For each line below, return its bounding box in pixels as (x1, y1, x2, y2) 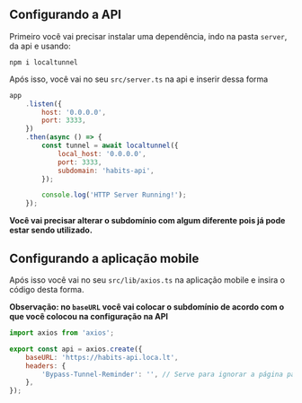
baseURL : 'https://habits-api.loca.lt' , (25, 353, 179, 362)
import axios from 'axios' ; (9, 329, 115, 337)
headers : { (25, 361, 67, 371)
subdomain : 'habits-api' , (57, 166, 155, 175)
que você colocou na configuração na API (9, 311, 169, 321)
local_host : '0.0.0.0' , (57, 149, 147, 158)
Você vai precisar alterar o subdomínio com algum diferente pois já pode (9, 215, 286, 226)
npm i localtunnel (9, 57, 78, 66)
